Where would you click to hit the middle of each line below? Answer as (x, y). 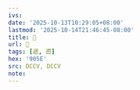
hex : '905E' (27, 59)
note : (17, 74)
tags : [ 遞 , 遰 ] (32, 52)
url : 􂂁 (19, 45)
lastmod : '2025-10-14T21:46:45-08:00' (71, 30)
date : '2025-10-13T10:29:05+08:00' (66, 23)
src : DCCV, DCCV (34, 67)
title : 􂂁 (22, 37)
